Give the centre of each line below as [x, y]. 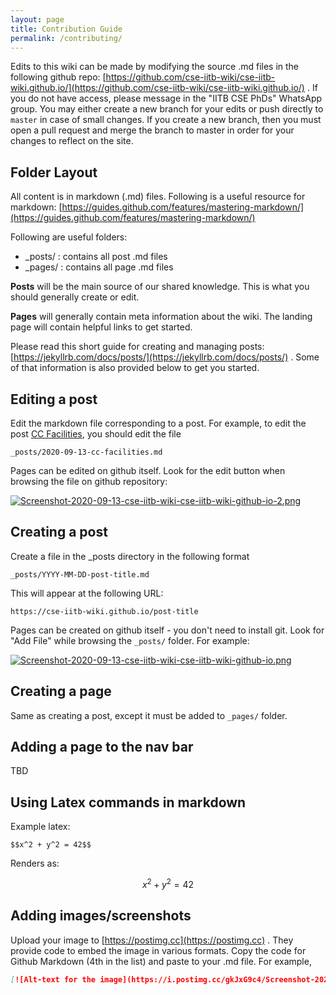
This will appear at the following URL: [87, 593]
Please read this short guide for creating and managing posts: [137, 347]
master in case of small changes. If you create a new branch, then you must [166, 120]
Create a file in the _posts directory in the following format [130, 556]
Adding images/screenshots [101, 916]
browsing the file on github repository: [89, 481]
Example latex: [40, 827]
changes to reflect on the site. [72, 141]
